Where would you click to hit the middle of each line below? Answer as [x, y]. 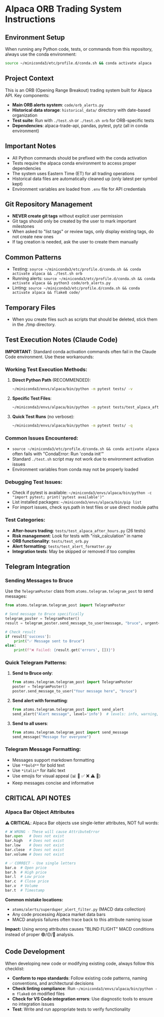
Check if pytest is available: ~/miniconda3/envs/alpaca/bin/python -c [82, 493]
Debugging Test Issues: [34, 482]
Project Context [29, 78]
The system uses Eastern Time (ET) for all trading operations [73, 173]
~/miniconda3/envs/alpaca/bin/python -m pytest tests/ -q [72, 426]
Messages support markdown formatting [53, 760]
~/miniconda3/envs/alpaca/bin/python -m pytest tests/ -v [72, 389]
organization [25, 115]
